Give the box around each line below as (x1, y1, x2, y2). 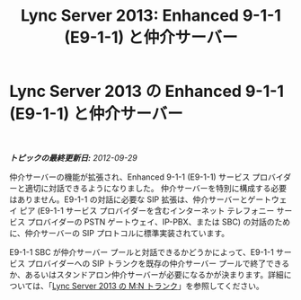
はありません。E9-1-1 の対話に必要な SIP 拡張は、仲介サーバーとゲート (9, 194, 272, 205)
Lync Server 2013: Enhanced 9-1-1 (21, 5, 281, 26)
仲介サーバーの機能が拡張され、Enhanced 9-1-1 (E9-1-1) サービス (9, 172, 251, 182)
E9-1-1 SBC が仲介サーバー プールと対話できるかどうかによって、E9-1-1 (9, 246, 274, 257)
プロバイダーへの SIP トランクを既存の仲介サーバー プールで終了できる (26, 258, 290, 269)
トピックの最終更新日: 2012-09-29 (9, 152, 137, 163)
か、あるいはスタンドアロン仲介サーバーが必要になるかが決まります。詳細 (9, 269, 285, 279)
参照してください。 (192, 280, 264, 291)
